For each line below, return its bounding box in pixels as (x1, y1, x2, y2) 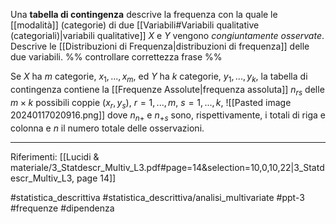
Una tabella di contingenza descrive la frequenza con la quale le (10, 9, 278, 20)
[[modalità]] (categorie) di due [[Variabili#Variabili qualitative (10, 19, 260, 31)
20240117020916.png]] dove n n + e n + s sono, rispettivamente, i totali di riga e (10, 109, 326, 124)
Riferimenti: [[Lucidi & (10, 151, 100, 163)
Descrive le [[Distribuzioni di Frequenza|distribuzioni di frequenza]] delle (10, 40, 310, 52)
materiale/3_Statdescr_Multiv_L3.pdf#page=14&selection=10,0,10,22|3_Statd (10, 162, 325, 174)
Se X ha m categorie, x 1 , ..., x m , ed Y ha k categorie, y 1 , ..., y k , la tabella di (10, 70, 308, 84)
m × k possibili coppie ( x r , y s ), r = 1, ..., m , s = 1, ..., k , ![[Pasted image (10, 96, 292, 111)
